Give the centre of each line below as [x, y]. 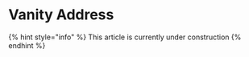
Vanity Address [61, 15]
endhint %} [27, 45]
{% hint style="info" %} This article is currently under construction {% [125, 37]
